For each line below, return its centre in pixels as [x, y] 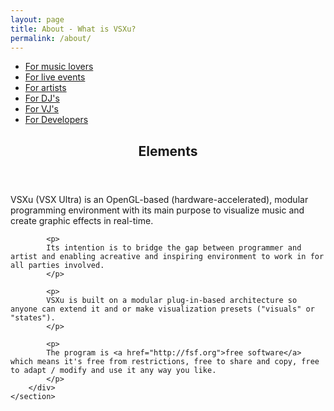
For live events [55, 77]
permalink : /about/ [51, 38]
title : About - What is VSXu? [73, 29]
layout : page [37, 19]
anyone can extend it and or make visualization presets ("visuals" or [162, 309]
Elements [168, 151]
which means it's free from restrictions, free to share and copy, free [165, 361]
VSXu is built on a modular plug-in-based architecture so [172, 300]
